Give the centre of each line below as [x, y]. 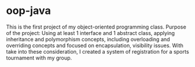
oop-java [29, 11]
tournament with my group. [39, 58]
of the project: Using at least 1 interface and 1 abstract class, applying [90, 33]
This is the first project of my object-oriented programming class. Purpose [96, 27]
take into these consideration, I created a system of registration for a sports [98, 51]
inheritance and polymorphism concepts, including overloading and [88, 39]
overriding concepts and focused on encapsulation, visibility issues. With [95, 45]
